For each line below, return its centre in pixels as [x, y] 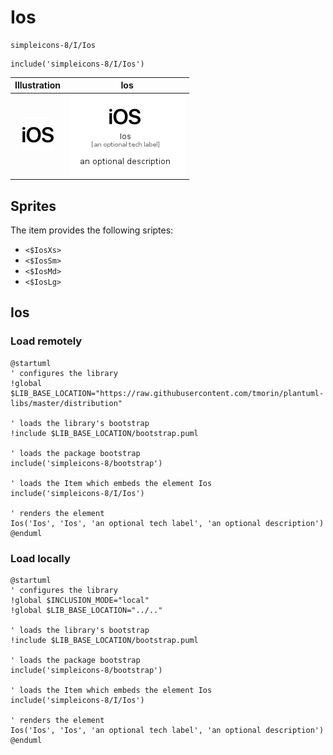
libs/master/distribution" [66, 403]
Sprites [33, 206]
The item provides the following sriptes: [92, 230]
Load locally [40, 558]
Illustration [38, 85]
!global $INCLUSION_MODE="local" [80, 600]
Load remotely [46, 341]
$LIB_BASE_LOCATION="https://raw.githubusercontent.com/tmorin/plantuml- [167, 393]
